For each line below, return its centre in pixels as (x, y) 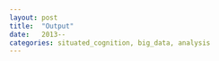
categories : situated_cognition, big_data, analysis (110, 43)
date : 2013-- (38, 34)
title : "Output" (42, 26)
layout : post (34, 17)
